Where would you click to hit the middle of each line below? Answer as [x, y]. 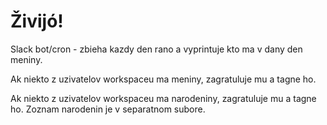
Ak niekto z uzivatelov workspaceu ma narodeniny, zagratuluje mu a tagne [163, 98]
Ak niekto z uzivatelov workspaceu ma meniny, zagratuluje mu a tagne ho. [163, 79]
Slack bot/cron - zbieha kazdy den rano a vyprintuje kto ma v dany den [156, 49]
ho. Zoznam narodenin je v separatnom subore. [108, 109]
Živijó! [37, 21]
